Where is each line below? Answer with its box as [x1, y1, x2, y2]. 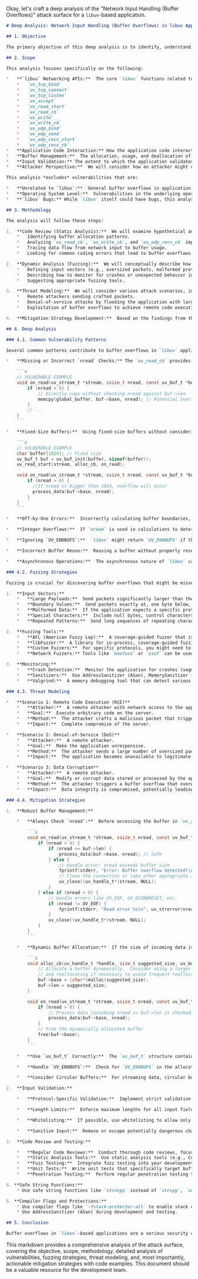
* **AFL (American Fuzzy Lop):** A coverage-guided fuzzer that [16, 634, 186, 640]
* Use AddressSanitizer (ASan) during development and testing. [16, 1209, 178, 1215]
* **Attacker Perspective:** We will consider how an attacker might [6, 164, 189, 170]
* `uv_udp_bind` [16, 125, 62, 132]
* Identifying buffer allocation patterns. [16, 234, 131, 240]
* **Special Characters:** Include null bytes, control [16, 613, 165, 619]
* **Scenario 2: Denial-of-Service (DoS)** [6, 731, 120, 738]
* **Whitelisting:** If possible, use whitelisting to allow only [16, 1117, 192, 1123]
